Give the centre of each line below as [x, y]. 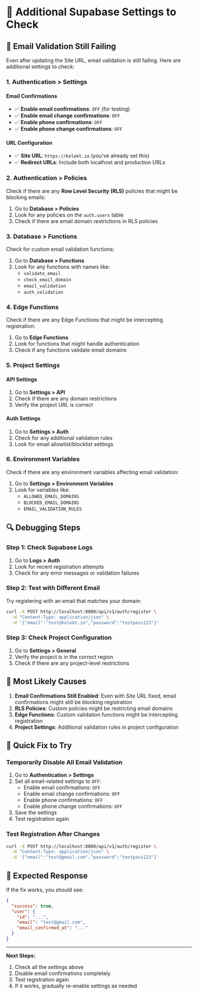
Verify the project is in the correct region [64, 656]
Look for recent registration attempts [59, 566]
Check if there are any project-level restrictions [72, 663]
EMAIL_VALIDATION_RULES [53, 509]
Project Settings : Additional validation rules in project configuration [96, 727]
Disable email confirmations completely [62, 973]
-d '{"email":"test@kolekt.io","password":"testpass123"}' [85, 623]
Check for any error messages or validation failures [77, 573]
